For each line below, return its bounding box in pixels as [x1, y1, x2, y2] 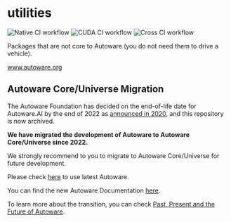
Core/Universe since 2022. [7, 138, 88, 146]
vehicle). [7, 49, 32, 58]
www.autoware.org [7, 63, 62, 71]
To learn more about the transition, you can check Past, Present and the [7, 200, 216, 208]
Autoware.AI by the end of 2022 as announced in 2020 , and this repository [7, 109, 224, 117]
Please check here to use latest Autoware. [7, 172, 130, 181]
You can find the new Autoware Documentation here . [7, 186, 161, 195]
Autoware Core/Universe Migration [7, 83, 164, 96]
